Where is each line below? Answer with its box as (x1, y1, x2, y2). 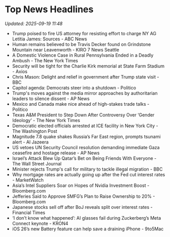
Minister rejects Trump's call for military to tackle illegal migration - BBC (12, 166, 163, 172)
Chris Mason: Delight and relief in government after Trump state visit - (12, 74, 159, 80)
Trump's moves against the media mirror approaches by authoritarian (12, 90, 158, 96)
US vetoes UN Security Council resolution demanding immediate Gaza (12, 144, 160, 150)
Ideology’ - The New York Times (12, 117, 80, 123)
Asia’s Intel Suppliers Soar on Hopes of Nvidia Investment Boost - (12, 182, 150, 188)
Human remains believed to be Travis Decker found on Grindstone (12, 41, 151, 47)
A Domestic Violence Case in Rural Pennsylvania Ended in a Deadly (12, 52, 154, 58)
